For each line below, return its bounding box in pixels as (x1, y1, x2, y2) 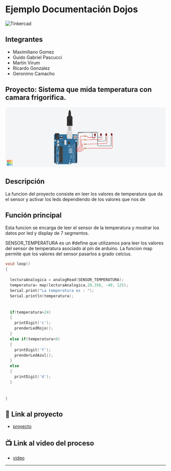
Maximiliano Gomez (12, 48, 54, 55)
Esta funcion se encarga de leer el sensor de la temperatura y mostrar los (5, 225, 159, 231)
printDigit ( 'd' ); (14, 374, 51, 380)
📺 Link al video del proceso (5, 439, 94, 448)
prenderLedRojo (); (14, 326, 53, 331)
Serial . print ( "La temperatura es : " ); (10, 288, 95, 293)
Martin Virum (12, 60, 40, 66)
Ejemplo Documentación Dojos (5, 4, 138, 15)
